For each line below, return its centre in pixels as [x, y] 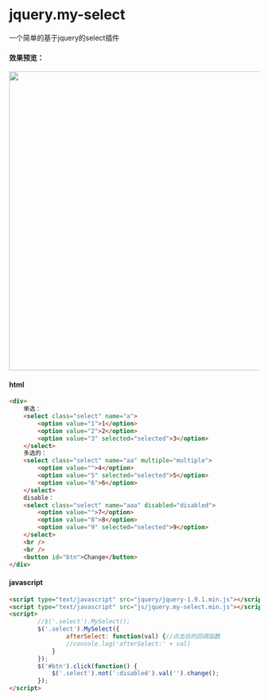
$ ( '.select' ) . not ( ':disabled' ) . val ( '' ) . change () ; [135, 674]
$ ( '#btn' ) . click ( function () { [87, 666]
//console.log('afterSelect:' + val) [128, 643]
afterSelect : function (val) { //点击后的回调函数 [143, 637]
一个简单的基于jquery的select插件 [64, 37]
